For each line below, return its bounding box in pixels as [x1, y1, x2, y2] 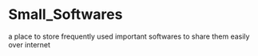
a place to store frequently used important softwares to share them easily [8, 32, 250, 41]
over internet [8, 39, 50, 49]
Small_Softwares [8, 6, 123, 24]
